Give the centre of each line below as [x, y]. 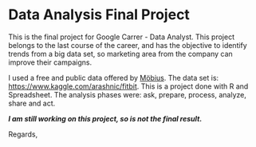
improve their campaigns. [50, 62]
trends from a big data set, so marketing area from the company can [120, 54]
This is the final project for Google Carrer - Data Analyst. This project [122, 37]
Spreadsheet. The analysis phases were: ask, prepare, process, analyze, [128, 94]
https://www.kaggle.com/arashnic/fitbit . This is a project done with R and [128, 86]
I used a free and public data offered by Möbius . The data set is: [114, 77]
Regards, [23, 134]
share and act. [32, 103]
